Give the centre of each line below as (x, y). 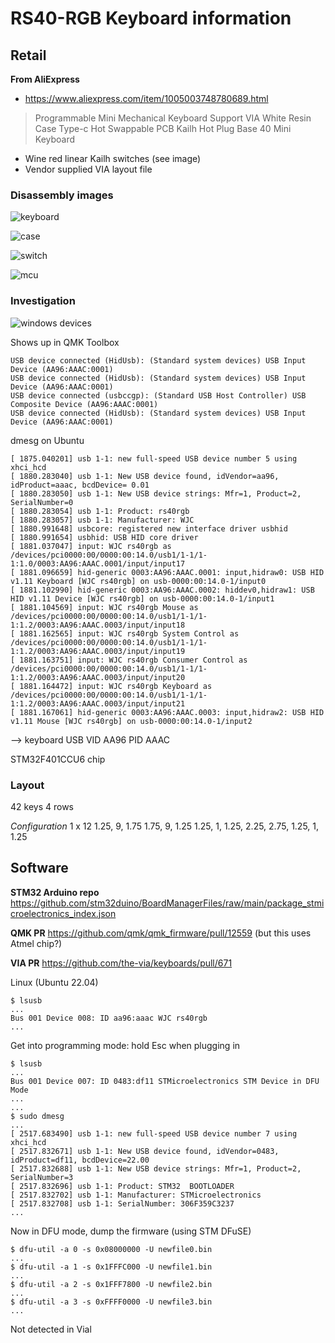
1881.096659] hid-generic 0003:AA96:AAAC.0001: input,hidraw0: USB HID (172, 572)
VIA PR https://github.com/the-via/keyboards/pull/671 (121, 963)
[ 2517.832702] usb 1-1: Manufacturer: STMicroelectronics (136, 1195)
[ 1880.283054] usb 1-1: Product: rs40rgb (100, 511)
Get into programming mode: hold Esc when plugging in (125, 1045)
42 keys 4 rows (42, 806)
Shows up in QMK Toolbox (65, 342)
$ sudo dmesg (37, 1116)
